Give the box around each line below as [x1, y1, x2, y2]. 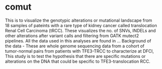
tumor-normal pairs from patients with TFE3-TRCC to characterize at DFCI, [5, 48, 154, 54]
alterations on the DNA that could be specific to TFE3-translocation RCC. [5, 58, 151, 64]
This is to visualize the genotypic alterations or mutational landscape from [5, 17, 152, 23]
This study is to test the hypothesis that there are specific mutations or [5, 53, 146, 59]
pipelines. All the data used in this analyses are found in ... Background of [5, 38, 151, 43]
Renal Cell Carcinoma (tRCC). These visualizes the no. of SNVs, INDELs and [5, 28, 156, 33]
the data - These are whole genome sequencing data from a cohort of [5, 43, 145, 49]
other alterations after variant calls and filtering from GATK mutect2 [5, 33, 139, 39]
